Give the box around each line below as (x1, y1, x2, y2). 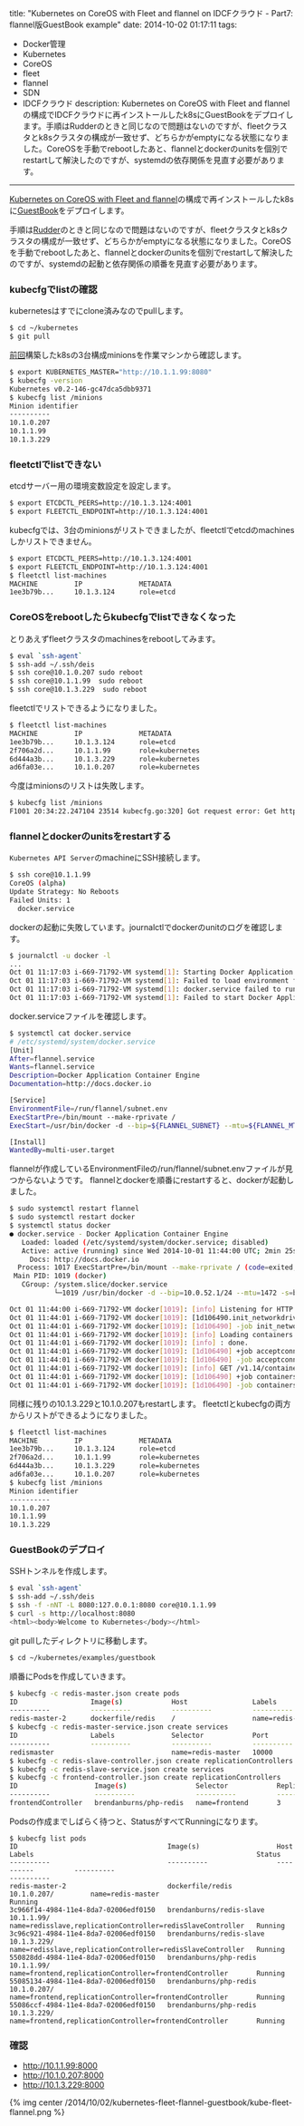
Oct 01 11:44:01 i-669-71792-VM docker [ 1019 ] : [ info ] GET (9, 1364, 233, 1374)
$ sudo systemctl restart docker (9, 1213, 136, 1222)
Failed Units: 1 (9, 896, 71, 905)
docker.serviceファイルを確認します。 (9, 1010, 151, 1022)
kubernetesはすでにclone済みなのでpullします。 (9, 306, 188, 316)
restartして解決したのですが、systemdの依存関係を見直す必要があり (22, 155, 278, 165)
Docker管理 (22, 39, 66, 49)
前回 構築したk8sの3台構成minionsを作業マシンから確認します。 (9, 350, 247, 361)
